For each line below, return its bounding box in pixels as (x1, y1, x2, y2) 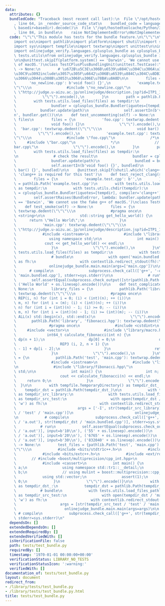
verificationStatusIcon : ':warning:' (9, 561, 87, 567)
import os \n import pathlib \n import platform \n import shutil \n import (14, 39, 157, 44)
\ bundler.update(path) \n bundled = (14, 158, 155, 163)
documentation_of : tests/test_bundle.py (5, 571, 89, 575)
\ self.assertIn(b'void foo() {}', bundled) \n (14, 163, 144, 168)
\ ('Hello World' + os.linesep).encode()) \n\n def (14, 282, 126, 287)
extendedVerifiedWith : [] (9, 534, 63, 539)
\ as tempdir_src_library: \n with (14, 392, 118, 397)
